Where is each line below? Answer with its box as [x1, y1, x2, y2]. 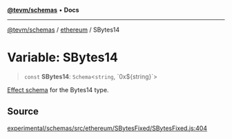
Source [7, 106, 39, 118]
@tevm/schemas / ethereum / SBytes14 [7, 25, 120, 34]
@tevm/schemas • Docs [7, 6, 79, 14]
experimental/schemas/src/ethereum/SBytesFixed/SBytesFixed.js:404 [7, 124, 208, 132]
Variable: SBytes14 [7, 50, 119, 65]
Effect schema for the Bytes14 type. [7, 85, 109, 94]
